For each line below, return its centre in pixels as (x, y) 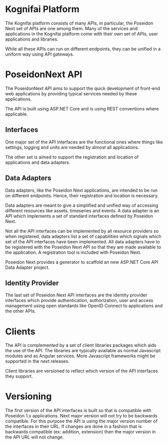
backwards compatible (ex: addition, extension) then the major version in (80, 432)
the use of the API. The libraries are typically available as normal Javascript (83, 351)
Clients (20, 331)
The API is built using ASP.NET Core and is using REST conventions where (82, 108)
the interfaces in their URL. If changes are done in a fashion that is (73, 426)
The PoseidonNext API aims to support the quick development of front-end (83, 88)
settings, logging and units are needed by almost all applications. (72, 147)
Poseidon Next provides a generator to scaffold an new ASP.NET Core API (82, 262)
